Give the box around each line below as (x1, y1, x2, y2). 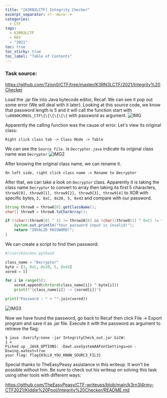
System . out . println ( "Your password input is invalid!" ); (14, 223, 135, 228)
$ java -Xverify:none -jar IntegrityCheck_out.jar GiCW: (5, 335, 126, 340)
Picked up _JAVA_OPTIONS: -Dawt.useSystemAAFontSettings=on (5, 344, 133, 349)
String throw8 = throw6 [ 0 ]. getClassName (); (5, 204, 97, 209)
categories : (5, 16, 30, 21)
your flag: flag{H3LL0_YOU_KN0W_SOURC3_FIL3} (5, 353, 101, 358)
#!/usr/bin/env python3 (5, 250, 55, 256)
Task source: (5, 70, 37, 77)
